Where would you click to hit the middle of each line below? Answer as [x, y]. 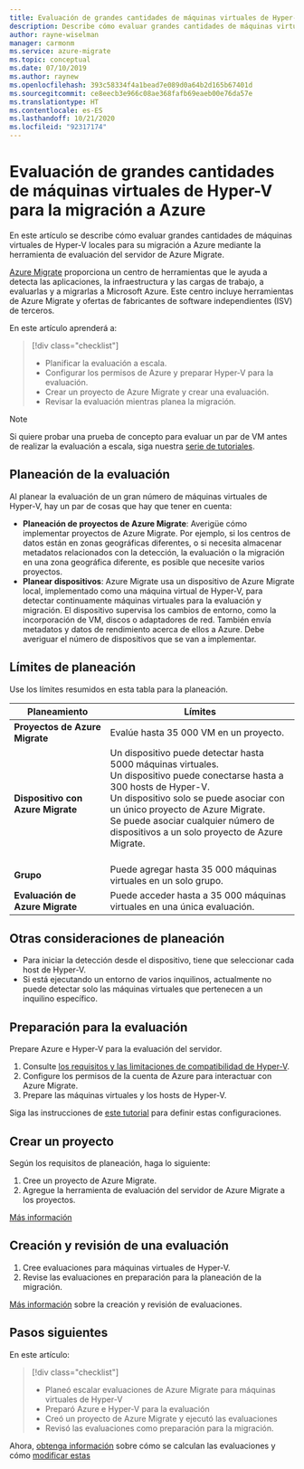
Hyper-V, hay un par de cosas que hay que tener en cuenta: [121, 506]
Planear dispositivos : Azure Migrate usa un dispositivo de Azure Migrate [158, 581]
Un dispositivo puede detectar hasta [187, 753]
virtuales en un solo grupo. [166, 880]
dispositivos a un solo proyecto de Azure [196, 831]
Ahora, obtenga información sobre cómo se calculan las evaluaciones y [142, 1445]
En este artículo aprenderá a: [63, 327]
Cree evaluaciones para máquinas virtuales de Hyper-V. [126, 1267]
